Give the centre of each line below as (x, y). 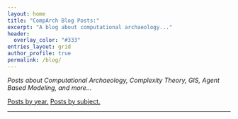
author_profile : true (39, 54)
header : (19, 34)
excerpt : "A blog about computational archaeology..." (90, 27)
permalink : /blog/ (34, 60)
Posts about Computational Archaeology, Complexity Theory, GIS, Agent (113, 80)
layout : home (27, 14)
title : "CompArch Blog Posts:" (53, 21)
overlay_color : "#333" (47, 40)
